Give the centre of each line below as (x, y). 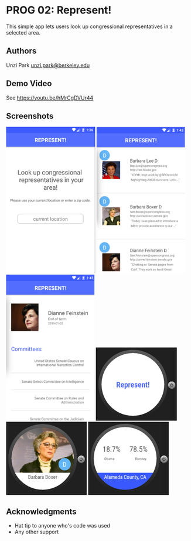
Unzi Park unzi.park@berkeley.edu (48, 65)
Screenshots (30, 116)
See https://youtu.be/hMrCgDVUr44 (50, 98)
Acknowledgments (42, 511)
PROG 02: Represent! (59, 10)
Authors (21, 51)
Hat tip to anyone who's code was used (62, 526)
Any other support (37, 532)
